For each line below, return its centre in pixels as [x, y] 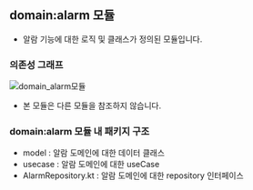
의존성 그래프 [36, 65]
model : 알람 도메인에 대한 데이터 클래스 [94, 153]
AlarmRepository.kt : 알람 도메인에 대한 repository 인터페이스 [133, 175]
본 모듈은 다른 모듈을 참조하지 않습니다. [92, 105]
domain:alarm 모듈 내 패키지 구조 [80, 132]
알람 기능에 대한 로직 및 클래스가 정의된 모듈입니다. [112, 39]
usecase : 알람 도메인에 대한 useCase [91, 165]
